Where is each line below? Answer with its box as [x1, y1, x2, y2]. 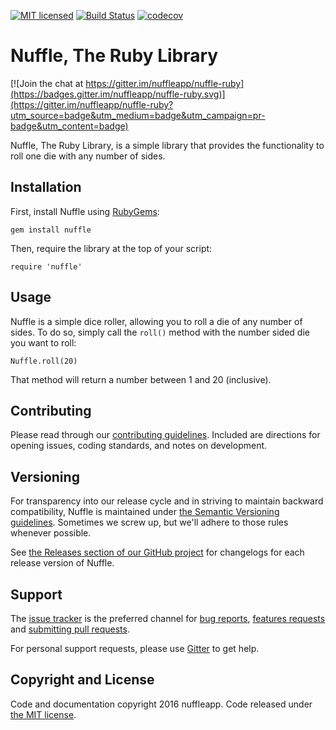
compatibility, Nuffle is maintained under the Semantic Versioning [10, 506, 280, 518]
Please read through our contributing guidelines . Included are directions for [10, 429, 321, 441]
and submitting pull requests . [10, 623, 130, 635]
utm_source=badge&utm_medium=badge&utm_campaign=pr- [10, 109, 266, 121]
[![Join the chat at [10, 77, 84, 89]
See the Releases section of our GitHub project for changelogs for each [10, 546, 305, 559]
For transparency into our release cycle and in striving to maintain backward [10, 495, 324, 507]
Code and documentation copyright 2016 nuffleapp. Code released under [10, 698, 313, 710]
